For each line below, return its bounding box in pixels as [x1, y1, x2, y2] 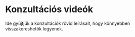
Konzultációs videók [5, 4, 94, 15]
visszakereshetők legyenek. [5, 25, 63, 31]
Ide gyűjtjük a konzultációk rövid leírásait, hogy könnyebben [5, 20, 130, 26]
